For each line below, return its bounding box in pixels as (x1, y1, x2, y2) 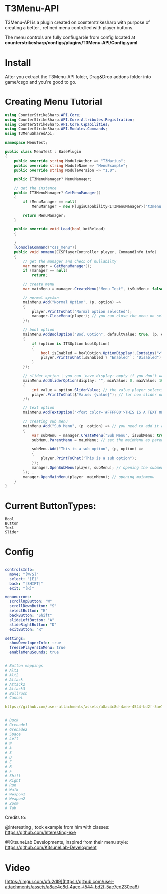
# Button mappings (5, 663, 43, 668)
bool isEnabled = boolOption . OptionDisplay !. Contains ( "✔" (40, 350, 164, 356)
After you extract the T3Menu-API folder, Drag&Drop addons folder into (5, 73, 151, 80)
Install (5, 57, 31, 69)
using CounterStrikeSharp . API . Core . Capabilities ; (5, 122, 110, 127)
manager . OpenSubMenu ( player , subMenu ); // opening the (31, 465, 148, 470)
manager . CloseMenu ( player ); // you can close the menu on (31, 314, 155, 319)
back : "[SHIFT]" (9, 581, 43, 586)
